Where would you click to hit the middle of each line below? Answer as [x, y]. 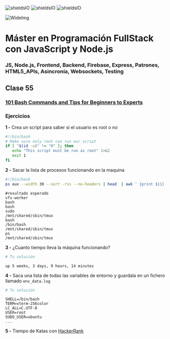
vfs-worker [17, 198]
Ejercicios [18, 116]
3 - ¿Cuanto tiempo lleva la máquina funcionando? [58, 247]
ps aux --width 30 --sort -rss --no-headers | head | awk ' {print [79, 184]
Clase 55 [20, 88]
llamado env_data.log [28, 281]
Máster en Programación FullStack [79, 38]
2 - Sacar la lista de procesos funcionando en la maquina [65, 170]
